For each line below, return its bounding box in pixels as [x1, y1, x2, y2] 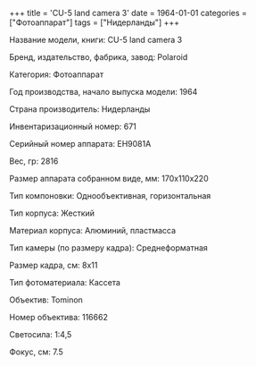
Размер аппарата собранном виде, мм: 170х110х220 [9, 174, 209, 183]
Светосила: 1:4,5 [9, 329, 72, 339]
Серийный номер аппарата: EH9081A [9, 139, 152, 149]
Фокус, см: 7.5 [9, 346, 64, 357]
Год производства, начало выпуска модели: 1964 [9, 87, 198, 97]
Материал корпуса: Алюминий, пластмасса [9, 226, 177, 235]
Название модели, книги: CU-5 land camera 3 [9, 35, 183, 45]
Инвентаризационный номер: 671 [9, 121, 136, 132]
